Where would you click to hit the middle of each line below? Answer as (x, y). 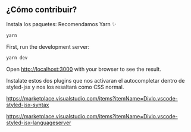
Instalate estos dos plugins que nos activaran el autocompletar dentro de (95, 80)
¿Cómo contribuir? (42, 10)
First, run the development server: (48, 46)
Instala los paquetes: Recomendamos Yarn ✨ (61, 24)
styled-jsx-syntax (28, 105)
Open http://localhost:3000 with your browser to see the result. (84, 69)
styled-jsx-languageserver (39, 122)
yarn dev (17, 58)
